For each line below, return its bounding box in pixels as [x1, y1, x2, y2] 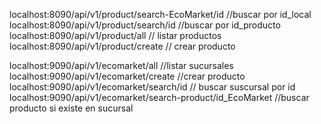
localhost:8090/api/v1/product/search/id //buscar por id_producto [9, 19, 281, 31]
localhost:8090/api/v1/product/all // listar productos [9, 30, 222, 41]
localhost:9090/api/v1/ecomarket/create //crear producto [9, 70, 246, 82]
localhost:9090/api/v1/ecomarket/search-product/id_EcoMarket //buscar [9, 92, 310, 103]
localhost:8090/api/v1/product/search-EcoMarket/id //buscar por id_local [9, 9, 312, 20]
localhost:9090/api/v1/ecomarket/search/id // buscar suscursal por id [9, 81, 296, 93]
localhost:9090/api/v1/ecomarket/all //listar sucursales [9, 60, 234, 71]
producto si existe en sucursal [9, 102, 134, 114]
